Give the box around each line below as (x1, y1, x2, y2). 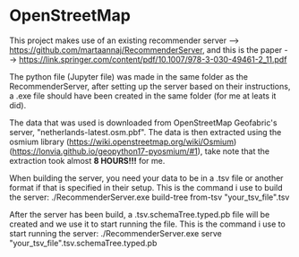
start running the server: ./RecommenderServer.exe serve (9, 227, 222, 238)
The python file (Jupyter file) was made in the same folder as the (9, 71, 249, 81)
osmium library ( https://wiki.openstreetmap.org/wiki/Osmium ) (9, 136, 237, 147)
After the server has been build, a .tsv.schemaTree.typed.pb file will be (9, 209, 270, 219)
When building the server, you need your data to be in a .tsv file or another (9, 172, 284, 184)
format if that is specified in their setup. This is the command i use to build (9, 182, 284, 193)
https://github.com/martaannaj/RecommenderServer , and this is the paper (9, 44, 283, 55)
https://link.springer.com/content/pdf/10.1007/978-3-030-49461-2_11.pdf (19, 54, 287, 64)
